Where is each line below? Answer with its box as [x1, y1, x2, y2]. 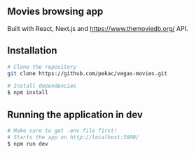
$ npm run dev [7, 140, 49, 147]
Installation [7, 45, 57, 57]
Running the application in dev [7, 108, 144, 120]
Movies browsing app [7, 6, 104, 18]
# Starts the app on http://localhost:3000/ [7, 134, 139, 141]
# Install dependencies [7, 82, 77, 90]
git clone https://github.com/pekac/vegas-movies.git [7, 70, 168, 77]
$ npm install [7, 89, 49, 96]
